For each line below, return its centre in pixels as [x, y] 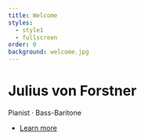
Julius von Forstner [72, 91]
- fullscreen [36, 37]
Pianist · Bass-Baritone [45, 112]
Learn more [38, 127]
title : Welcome [33, 15]
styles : [21, 23]
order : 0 [22, 45]
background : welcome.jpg [49, 52]
